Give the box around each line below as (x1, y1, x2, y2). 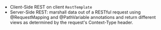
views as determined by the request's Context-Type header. (9, 19, 134, 25)
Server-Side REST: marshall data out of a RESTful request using (9, 9, 141, 15)
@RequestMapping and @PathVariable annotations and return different (9, 15, 156, 20)
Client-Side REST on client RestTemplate (9, 4, 92, 10)
